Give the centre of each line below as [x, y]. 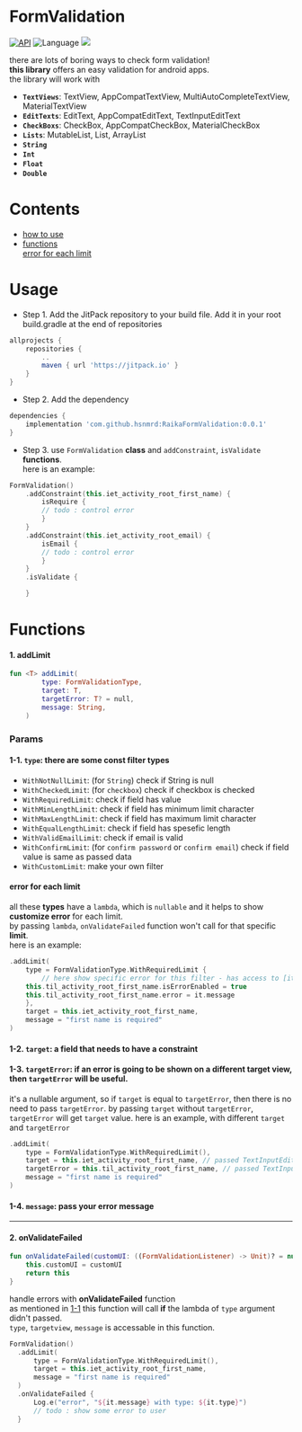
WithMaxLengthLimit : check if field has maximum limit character [139, 818]
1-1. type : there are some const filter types [89, 760]
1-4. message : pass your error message [82, 1205]
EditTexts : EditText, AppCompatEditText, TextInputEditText [131, 115]
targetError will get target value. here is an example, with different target [147, 1117]
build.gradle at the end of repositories [92, 324]
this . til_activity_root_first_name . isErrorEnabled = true [136, 986]
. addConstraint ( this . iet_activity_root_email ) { [118, 535]
